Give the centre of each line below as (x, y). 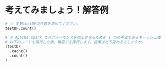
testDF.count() (21, 28)
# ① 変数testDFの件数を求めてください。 (43, 24)
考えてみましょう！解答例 (57, 10)
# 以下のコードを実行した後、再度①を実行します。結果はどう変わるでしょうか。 (75, 42)
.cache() (19, 51)
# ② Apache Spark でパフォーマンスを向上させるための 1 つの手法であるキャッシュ (81, 37)
